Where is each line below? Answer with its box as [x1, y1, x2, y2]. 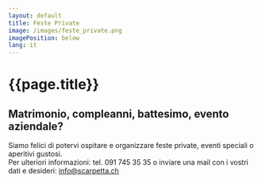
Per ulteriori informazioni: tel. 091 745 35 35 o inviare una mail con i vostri [8, 158, 249, 167]
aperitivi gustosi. [8, 149, 63, 159]
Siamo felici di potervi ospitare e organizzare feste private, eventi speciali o [8, 141, 254, 150]
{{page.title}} [8, 76, 99, 94]
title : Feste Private [8, 19, 80, 27]
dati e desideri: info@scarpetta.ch [8, 166, 119, 176]
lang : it [8, 41, 37, 49]
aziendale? [8, 119, 64, 133]
